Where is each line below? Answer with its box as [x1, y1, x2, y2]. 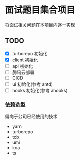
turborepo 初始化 [12, 50, 48, 56]
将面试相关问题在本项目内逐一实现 [5, 22, 75, 28]
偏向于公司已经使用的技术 [5, 113, 58, 120]
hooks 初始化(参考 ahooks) [12, 88, 68, 94]
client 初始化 [12, 57, 38, 63]
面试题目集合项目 [5, 4, 76, 16]
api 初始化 [12, 63, 33, 69]
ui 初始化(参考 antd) [12, 81, 53, 87]
